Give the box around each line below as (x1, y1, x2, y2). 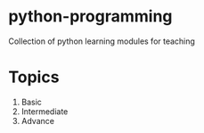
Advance (20, 115, 55, 126)
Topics (8, 67, 60, 87)
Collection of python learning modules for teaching (8, 36, 195, 46)
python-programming (8, 6, 173, 27)
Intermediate (20, 105, 69, 117)
